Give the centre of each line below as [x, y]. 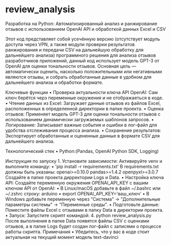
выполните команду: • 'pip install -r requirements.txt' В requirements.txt [82, 166]
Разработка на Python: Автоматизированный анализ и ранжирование [81, 24]
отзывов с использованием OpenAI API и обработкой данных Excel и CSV [86, 29]
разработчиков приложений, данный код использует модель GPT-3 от [82, 60]
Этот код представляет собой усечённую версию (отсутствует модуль [83, 39]
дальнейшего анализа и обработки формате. [54, 82]
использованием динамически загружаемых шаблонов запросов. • [80, 119]
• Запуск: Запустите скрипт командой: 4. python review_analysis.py [78, 215]
